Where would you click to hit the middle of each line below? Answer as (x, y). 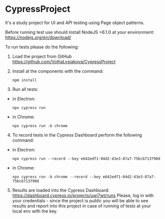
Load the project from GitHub (42, 56)
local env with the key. (35, 211)
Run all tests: (25, 89)
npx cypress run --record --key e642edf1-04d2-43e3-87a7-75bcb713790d (86, 159)
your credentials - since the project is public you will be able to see (80, 200)
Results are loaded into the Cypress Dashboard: (61, 190)
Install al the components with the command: (58, 71)
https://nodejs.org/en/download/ (38, 37)
